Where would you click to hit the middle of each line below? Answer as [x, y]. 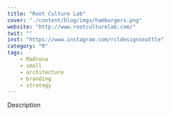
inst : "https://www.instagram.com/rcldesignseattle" [86, 40]
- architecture [42, 72]
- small [31, 66]
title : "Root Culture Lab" [47, 14]
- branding [36, 79]
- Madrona [34, 59]
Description [24, 105]
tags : [15, 53]
